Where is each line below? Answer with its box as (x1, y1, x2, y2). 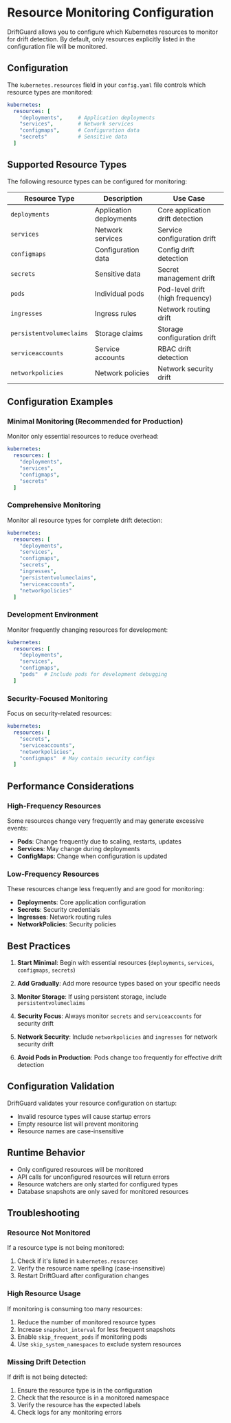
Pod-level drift (157, 284, 205, 294)
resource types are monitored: (7, 88, 93, 96)
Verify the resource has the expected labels (16, 1400, 141, 1409)
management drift (157, 273, 215, 283)
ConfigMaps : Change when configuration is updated (16, 852, 168, 860)
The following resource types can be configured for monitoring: (7, 177, 188, 186)
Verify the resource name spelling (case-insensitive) (16, 1264, 166, 1273)
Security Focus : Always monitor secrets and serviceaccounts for (16, 1012, 202, 1020)
